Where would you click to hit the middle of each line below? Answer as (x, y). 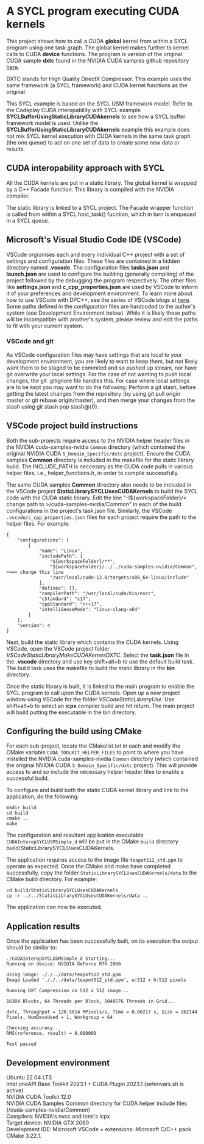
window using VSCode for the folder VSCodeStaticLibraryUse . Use (90, 699)
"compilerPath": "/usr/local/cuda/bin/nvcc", (97, 593)
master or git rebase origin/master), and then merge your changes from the (101, 400)
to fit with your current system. (45, 326)
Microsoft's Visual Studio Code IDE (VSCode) (94, 240)
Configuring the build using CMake (74, 731)
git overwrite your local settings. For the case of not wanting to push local (99, 374)
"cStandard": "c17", (65, 599)
